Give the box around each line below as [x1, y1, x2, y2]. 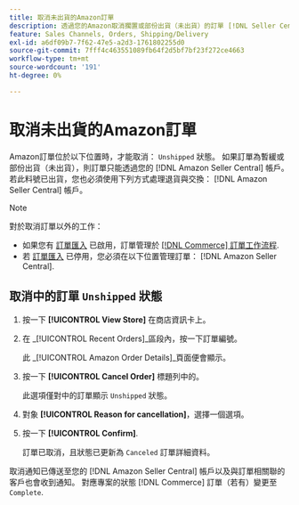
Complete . [9, 486, 44, 497]
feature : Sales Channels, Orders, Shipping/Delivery [9, 29, 209, 38]
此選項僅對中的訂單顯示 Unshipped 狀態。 [21, 389, 173, 401]
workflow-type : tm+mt [9, 54, 90, 63]
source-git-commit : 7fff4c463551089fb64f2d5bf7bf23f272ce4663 [9, 46, 245, 55]
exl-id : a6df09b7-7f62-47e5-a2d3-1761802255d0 [9, 37, 185, 47]
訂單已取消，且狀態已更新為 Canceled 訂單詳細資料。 [21, 446, 215, 457]
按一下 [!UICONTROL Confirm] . [21, 428, 139, 438]
